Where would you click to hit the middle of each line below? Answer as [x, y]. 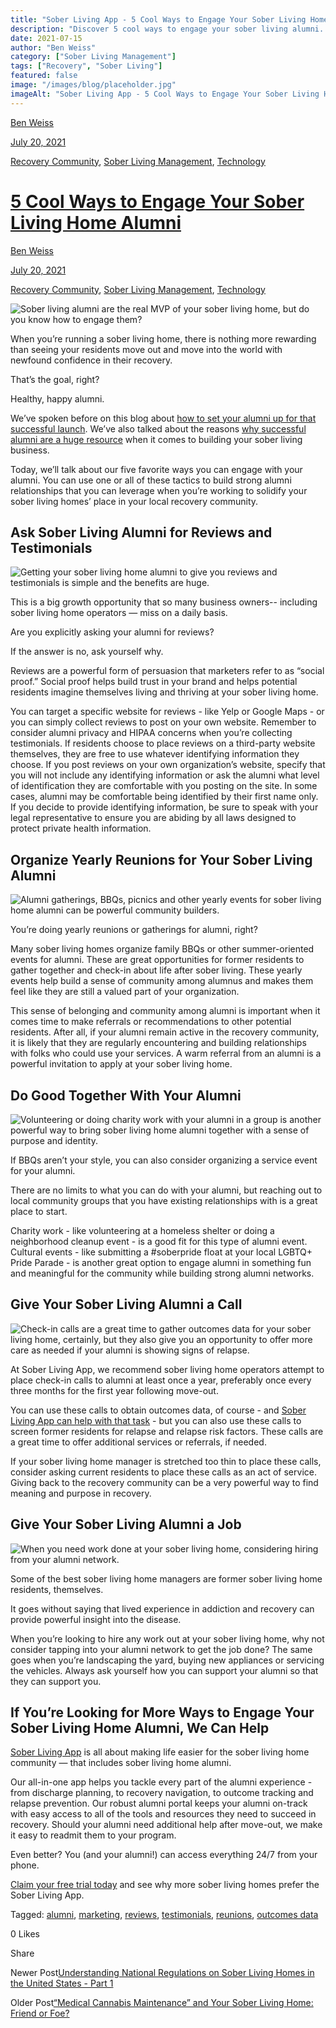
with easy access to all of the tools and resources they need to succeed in [163, 1814]
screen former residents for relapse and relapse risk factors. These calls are [167, 1431]
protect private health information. [81, 828]
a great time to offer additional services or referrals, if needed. [138, 1442]
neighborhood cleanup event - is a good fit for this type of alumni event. [159, 1241]
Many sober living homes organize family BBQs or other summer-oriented [162, 949]
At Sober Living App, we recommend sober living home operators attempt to [167, 1369]
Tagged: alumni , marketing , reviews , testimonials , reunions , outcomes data [164, 1915]
